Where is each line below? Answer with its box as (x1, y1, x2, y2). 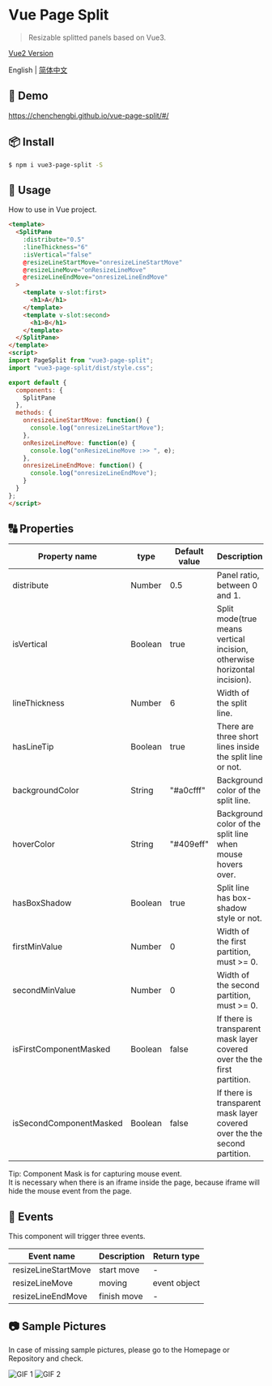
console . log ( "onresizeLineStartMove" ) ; (29, 424, 164, 432)
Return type (152, 1250, 200, 1262)
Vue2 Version (8, 48, 54, 58)
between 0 (216, 580, 257, 591)
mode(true (216, 613, 257, 624)
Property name (37, 551, 97, 562)
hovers (216, 859, 243, 870)
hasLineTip (12, 741, 54, 753)
